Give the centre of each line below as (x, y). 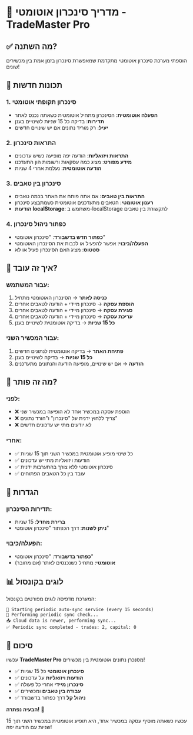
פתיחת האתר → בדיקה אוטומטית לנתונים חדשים (69, 351)
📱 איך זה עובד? (32, 268)
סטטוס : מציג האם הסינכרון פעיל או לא (57, 250)
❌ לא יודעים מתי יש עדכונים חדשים (53, 425)
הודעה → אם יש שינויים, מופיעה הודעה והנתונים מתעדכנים (79, 363)
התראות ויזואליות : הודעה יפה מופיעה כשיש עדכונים (71, 155)
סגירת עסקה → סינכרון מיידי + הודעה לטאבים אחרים (74, 310)
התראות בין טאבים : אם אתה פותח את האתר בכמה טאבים (80, 196)
